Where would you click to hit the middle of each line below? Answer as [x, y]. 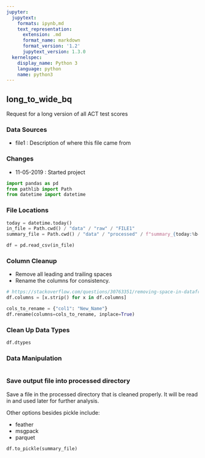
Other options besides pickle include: [53, 412]
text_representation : [45, 29]
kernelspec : [27, 57]
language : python [39, 69]
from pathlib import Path [39, 189]
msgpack [27, 431]
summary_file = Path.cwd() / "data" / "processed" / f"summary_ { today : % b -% [105, 234]
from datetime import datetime [46, 195]
